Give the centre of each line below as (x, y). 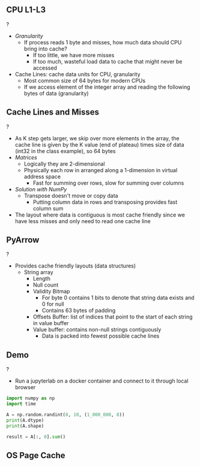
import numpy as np (31, 398)
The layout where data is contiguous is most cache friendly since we (100, 215)
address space (42, 176)
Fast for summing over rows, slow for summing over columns (108, 183)
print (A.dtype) (25, 420)
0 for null (53, 304)
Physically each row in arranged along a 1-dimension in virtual (101, 170)
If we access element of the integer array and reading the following (107, 87)
